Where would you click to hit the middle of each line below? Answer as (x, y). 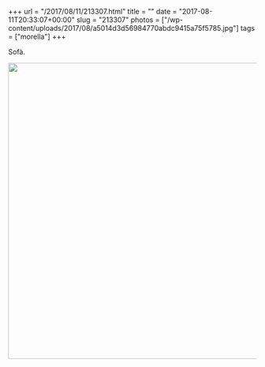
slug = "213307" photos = (118, 20)
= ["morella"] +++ (37, 36)
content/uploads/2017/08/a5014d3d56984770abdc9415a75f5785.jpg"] (123, 28)
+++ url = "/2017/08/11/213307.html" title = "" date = (93, 11)
